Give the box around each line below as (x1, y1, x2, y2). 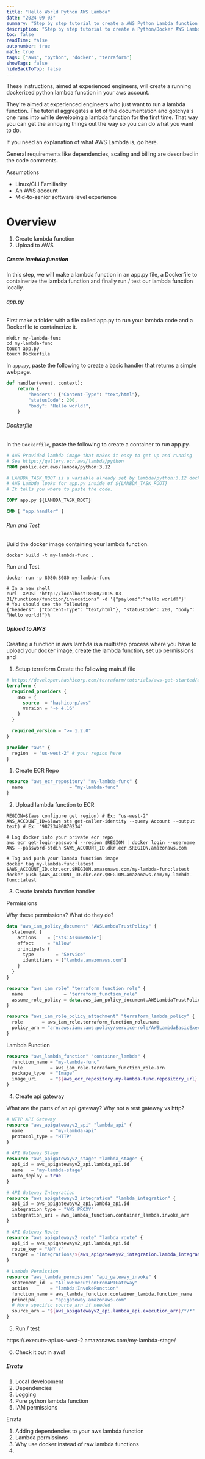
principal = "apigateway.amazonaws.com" (12, 1297, 127, 1303)
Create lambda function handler (15, 888, 96, 895)
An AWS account (15, 187, 58, 194)
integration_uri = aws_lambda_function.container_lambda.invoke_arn (12, 1212, 190, 1218)
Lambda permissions (15, 1434, 68, 1441)
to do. (6, 126, 21, 134)
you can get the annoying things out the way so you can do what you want (6, 120, 194, 128)
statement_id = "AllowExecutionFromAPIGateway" (12, 1279, 138, 1286)
